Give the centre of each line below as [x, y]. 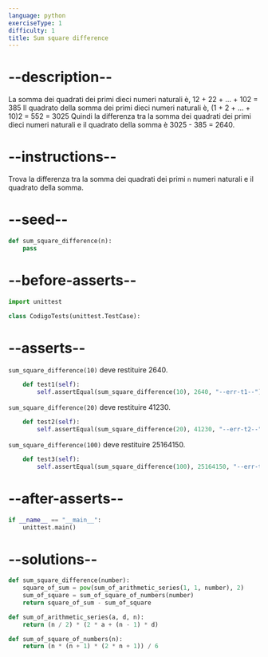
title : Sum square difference [59, 38]
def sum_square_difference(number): [69, 580]
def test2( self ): [51, 422]
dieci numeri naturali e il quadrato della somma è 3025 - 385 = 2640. [122, 125]
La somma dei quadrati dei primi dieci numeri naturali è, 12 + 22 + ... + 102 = [133, 100]
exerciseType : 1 [35, 23]
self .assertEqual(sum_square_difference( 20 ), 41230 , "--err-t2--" [150, 430]
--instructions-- [63, 157]
